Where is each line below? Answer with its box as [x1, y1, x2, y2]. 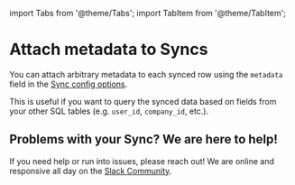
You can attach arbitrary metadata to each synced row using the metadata [9, 69, 283, 79]
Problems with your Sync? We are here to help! [9, 132, 278, 147]
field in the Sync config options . [9, 79, 128, 89]
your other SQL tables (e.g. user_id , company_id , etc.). [9, 106, 209, 116]
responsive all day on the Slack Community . [9, 165, 172, 176]
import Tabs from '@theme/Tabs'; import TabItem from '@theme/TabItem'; [9, 8, 287, 18]
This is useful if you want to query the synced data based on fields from [9, 96, 277, 106]
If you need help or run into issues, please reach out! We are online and [9, 155, 275, 166]
